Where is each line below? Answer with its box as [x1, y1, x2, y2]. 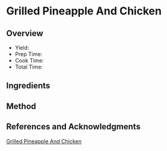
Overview [6, 28, 44, 39]
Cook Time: [14, 57, 44, 64]
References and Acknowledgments [6, 122, 141, 132]
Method [6, 101, 37, 111]
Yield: [14, 44, 29, 51]
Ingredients [6, 81, 50, 91]
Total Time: [14, 63, 43, 70]
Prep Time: [14, 51, 43, 58]
